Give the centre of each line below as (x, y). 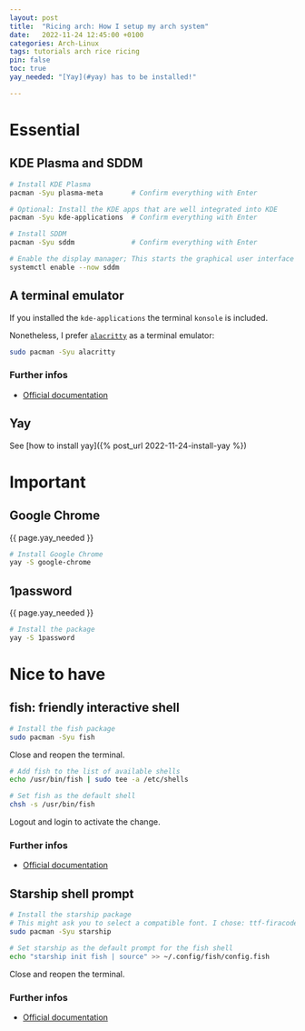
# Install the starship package (70, 915)
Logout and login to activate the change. (85, 822)
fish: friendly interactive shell (94, 708)
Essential (45, 130)
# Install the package (52, 630)
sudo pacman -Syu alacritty (63, 352)
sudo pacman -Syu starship (60, 931)
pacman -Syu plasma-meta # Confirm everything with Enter (133, 193)
